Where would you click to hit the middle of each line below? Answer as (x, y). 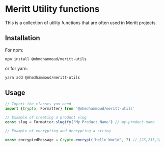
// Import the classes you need (38, 104)
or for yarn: (16, 68)
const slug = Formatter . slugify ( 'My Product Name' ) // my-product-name (80, 122)
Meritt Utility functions (52, 9)
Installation (23, 38)
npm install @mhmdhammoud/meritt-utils (46, 59)
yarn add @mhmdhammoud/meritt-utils (42, 77)
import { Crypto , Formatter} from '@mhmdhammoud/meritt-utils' (70, 109)
